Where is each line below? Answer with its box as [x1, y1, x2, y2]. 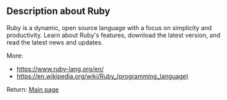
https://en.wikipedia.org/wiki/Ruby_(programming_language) [16, 72, 189, 80]
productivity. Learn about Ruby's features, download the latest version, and [6, 31, 221, 39]
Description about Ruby [6, 5, 111, 17]
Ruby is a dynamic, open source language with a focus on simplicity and [6, 23, 212, 32]
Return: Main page [6, 85, 59, 93]
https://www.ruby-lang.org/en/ [16, 64, 104, 73]
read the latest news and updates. [6, 38, 103, 47]
